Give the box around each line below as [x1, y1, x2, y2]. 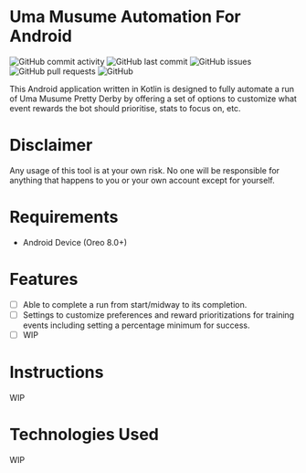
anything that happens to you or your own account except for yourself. [9, 174, 276, 185]
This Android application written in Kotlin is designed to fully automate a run [9, 83, 295, 94]
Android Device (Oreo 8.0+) [22, 236, 128, 247]
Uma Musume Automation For [9, 6, 242, 27]
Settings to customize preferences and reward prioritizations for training [22, 309, 295, 321]
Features [9, 269, 79, 289]
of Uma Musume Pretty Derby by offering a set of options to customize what [9, 93, 297, 104]
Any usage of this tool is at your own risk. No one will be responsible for [9, 164, 280, 175]
